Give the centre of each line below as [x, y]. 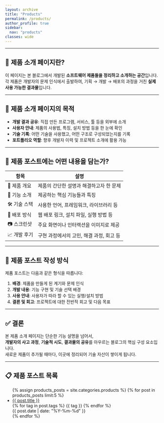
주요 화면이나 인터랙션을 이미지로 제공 [79, 224]
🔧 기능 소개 [20, 195]
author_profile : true [27, 23]
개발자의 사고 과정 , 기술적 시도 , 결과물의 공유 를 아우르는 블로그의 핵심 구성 [75, 342]
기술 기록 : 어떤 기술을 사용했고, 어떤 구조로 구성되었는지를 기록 [71, 134]
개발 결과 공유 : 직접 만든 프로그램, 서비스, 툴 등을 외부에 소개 [69, 122]
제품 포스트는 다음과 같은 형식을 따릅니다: [44, 273]
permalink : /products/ [28, 19]
